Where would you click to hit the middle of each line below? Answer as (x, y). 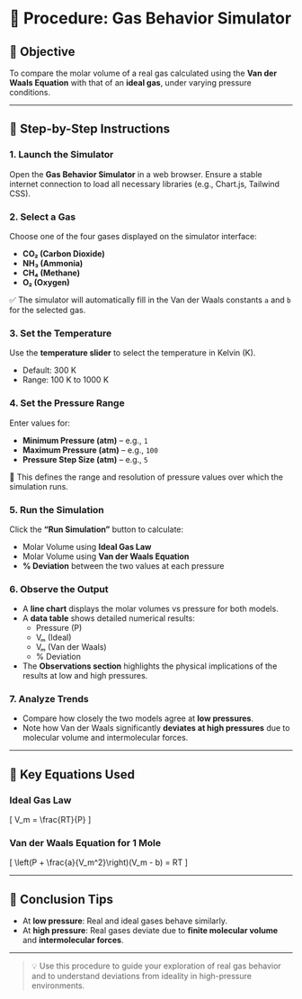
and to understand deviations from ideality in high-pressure (141, 976)
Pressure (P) (59, 628)
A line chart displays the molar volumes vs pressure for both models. (150, 609)
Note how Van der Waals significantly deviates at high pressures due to (156, 728)
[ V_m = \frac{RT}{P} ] (50, 820)
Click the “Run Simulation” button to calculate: (97, 529)
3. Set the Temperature (61, 333)
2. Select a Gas (43, 217)
